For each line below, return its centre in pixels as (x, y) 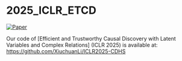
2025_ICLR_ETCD (51, 10)
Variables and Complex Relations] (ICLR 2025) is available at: (82, 45)
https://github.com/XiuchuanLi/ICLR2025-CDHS (66, 51)
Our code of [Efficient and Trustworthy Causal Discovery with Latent (91, 38)
